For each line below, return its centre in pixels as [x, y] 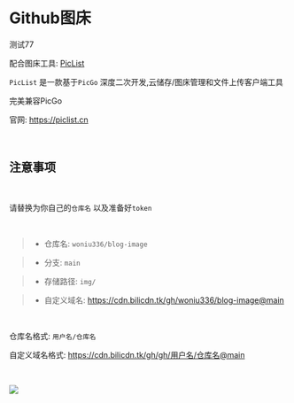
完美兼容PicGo [36, 101]
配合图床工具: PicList [47, 63]
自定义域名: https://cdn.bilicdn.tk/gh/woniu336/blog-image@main [164, 300]
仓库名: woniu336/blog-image [96, 244]
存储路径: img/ [70, 281]
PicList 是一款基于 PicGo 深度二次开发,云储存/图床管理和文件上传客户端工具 [146, 81]
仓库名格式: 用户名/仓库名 [53, 336]
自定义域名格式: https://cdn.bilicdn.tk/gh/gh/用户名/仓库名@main [127, 354]
